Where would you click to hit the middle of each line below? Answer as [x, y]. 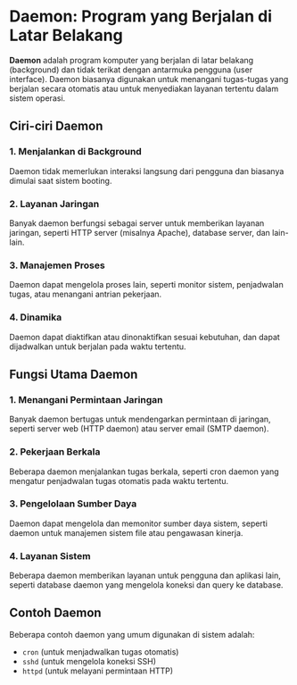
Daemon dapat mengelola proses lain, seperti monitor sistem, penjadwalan [146, 285]
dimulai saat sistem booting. [61, 180]
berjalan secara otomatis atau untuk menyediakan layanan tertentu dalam [144, 88]
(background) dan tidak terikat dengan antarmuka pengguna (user [131, 70]
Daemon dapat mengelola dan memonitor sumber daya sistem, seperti [138, 523]
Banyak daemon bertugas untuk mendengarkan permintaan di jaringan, [140, 419]
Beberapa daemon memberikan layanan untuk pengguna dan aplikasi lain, [145, 576]
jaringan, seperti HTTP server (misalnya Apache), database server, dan [140, 232]
